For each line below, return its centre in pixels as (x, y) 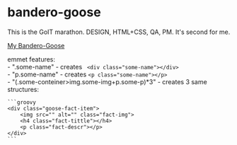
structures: (23, 89)
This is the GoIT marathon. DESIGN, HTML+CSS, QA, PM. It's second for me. (119, 32)
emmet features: (31, 59)
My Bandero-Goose (36, 45)
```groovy (22, 102)
